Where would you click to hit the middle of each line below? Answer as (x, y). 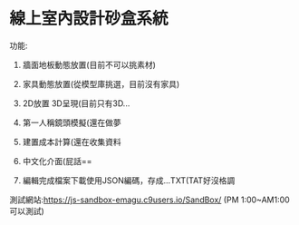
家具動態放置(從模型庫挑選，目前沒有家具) (101, 83)
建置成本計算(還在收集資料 (72, 142)
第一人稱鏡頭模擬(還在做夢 (72, 122)
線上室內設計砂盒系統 (89, 19)
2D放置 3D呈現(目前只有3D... (76, 103)
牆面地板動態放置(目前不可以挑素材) (89, 64)
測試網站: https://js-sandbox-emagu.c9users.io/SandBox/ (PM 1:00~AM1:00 (149, 200)
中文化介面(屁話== (57, 161)
